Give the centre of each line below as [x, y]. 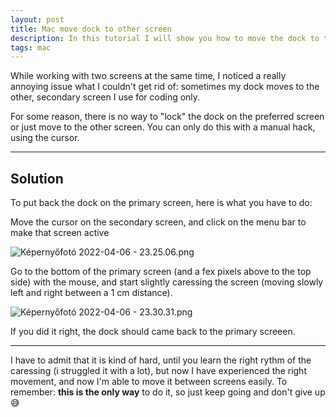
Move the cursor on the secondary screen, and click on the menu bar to [158, 222]
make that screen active [60, 233]
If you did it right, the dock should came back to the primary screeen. [153, 332]
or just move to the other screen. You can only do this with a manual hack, [163, 127]
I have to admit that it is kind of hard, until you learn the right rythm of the [161, 360]
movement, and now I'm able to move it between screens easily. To [149, 382]
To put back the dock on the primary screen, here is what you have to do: [161, 203]
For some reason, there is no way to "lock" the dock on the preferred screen [167, 117]
